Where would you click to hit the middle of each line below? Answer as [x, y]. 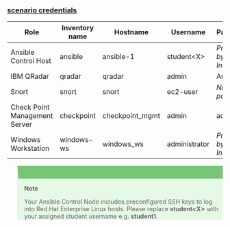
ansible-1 [118, 57]
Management [32, 116]
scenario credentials [42, 10]
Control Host [31, 61]
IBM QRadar [30, 76]
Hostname [131, 32]
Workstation [30, 148]
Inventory [78, 28]
